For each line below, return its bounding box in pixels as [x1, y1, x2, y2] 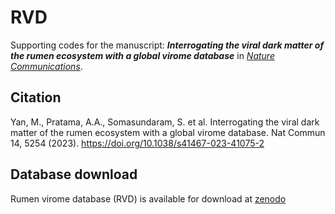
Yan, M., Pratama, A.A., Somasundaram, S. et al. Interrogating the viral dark [10, 116, 320, 128]
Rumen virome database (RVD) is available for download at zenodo [10, 192, 287, 205]
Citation [10, 89, 62, 106]
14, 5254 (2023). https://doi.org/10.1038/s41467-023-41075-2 [10, 137, 265, 149]
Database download [10, 166, 138, 183]
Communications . [10, 60, 83, 72]
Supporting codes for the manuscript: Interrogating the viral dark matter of [10, 39, 325, 51]
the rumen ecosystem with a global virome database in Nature [10, 49, 275, 61]
